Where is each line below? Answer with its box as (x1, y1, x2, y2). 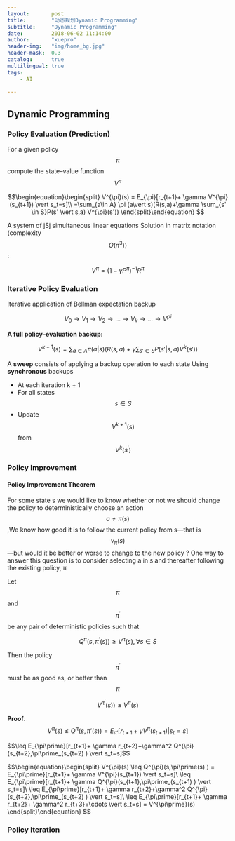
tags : (7, 69, 23, 76)
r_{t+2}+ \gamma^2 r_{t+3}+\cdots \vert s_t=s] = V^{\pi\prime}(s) (7, 800, 196, 809)
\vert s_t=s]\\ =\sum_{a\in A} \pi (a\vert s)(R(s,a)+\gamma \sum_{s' (34, 200, 227, 208)
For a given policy (7, 144, 59, 153)
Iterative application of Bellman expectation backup (7, 300, 156, 309)
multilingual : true (7, 62, 65, 69)
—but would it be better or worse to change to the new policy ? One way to (7, 549, 224, 558)
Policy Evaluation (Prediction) (7, 129, 111, 139)
